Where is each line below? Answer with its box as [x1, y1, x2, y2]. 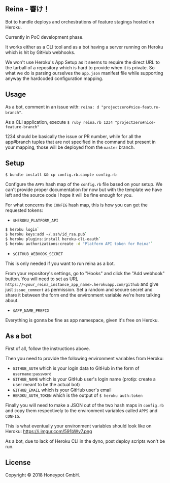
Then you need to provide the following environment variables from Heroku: [5, 355, 164, 361]
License [5, 458, 31, 467]
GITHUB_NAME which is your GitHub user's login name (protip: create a [12, 376, 156, 382]
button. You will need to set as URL [5, 276, 79, 282]
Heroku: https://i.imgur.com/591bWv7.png [5, 428, 92, 434]
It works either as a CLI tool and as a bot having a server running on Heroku [5, 44, 163, 50]
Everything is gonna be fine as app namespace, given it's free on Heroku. [5, 317, 159, 323]
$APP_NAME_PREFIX [12, 308, 50, 313]
